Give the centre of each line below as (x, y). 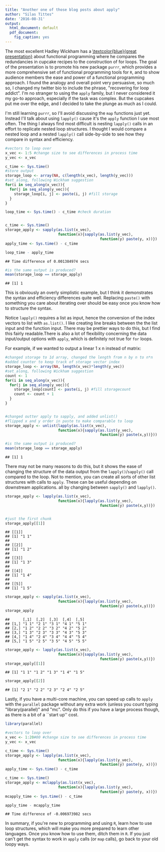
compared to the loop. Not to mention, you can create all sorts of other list (80, 477)
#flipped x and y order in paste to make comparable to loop (69, 421)
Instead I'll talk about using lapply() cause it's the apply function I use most (82, 118)
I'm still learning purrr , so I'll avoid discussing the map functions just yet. (78, 113)
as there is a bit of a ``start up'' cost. (42, 715)
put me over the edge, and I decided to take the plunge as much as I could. (81, 104)
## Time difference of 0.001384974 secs (47, 261)
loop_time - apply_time (30, 252)
